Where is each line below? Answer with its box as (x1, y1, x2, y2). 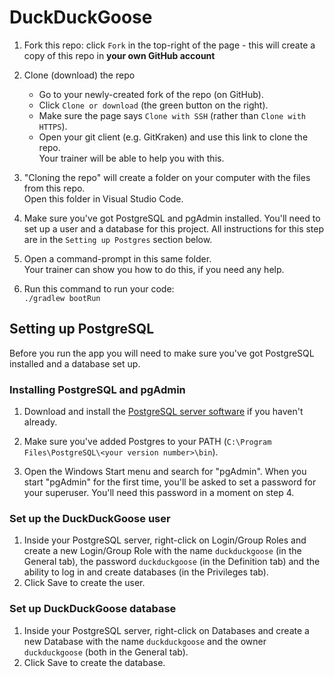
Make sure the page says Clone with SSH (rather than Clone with (38, 109, 307, 121)
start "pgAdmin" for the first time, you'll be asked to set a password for (23, 476, 317, 488)
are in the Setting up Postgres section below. (23, 233, 213, 245)
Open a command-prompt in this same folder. (23, 252, 212, 265)
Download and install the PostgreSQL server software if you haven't (23, 406, 304, 418)
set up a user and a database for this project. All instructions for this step (23, 222, 325, 235)
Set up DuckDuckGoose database (9, 602, 177, 616)
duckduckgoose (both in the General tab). (23, 646, 189, 658)
